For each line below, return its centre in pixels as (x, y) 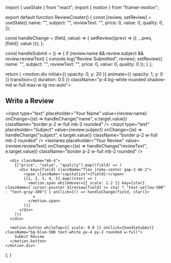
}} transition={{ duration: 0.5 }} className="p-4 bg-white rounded (76, 79)
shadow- (156, 79)
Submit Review (29, 236)
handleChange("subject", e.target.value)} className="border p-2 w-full (81, 135)
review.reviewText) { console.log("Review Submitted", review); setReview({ (84, 59)
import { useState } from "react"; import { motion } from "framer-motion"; (82, 7)
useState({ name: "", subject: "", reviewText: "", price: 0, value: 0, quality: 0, (84, 23)
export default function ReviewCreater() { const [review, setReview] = (78, 17)
